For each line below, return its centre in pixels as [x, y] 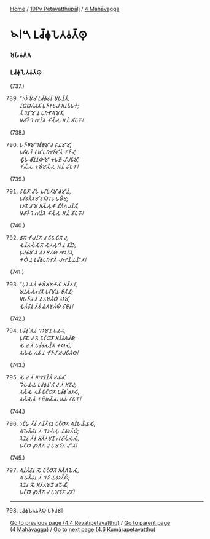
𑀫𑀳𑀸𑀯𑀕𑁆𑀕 [21, 55]
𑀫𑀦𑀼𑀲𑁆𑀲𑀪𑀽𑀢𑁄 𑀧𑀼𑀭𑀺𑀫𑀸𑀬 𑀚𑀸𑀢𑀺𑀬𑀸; [46, 292]
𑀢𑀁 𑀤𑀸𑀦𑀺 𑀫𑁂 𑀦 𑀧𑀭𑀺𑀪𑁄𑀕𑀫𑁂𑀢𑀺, [42, 113]
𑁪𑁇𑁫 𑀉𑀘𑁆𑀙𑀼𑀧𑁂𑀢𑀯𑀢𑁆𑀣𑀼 [49, 35]
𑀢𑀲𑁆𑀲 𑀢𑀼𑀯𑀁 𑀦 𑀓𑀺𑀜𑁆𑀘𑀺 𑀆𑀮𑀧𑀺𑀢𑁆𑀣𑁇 [49, 353]
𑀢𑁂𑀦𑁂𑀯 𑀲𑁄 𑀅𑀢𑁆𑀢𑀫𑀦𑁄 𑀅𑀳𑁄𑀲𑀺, [44, 485]
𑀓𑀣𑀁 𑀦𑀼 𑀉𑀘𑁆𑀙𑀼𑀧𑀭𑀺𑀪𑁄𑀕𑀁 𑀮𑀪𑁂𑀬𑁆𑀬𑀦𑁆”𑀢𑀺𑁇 [52, 260]
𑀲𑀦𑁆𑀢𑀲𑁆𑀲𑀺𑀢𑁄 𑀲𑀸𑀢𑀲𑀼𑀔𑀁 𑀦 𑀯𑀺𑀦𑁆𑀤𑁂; [47, 245]
